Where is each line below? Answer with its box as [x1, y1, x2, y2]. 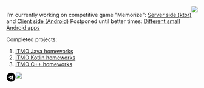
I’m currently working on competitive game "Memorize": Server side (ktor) [6, 12, 192, 18]
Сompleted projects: [6, 36, 58, 43]
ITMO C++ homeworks [15, 61, 73, 67]
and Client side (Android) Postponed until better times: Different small [6, 18, 180, 25]
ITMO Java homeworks [15, 48, 74, 55]
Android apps [6, 24, 41, 31]
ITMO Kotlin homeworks [15, 54, 76, 61]
